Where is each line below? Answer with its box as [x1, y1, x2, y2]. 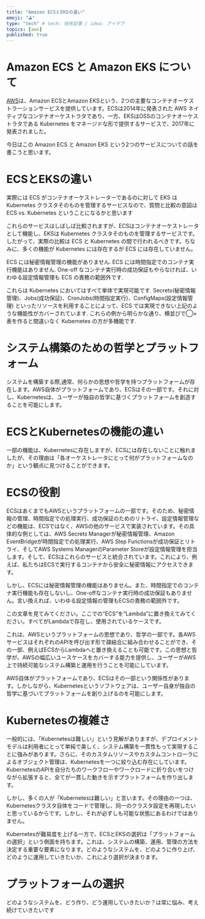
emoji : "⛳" [6, 15, 35, 21]
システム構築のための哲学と [6, 342, 146, 355]
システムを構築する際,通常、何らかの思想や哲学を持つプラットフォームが [6, 378, 190, 385]
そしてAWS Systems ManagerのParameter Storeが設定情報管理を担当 [22, 545, 198, 553]
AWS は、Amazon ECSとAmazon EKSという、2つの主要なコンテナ [6, 97, 173, 104]
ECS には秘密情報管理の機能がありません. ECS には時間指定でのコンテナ [6, 259, 189, 265]
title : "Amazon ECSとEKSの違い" [6, 9, 86, 15]
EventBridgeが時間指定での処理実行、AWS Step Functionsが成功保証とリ [6, 538, 191, 545]
